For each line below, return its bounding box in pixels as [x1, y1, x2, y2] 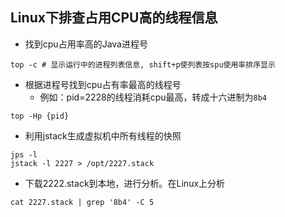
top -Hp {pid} [10, 111, 70, 121]
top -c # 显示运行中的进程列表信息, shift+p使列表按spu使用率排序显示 [10, 59, 276, 70]
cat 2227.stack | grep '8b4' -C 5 [10, 197, 155, 207]
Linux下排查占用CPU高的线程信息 [10, 9, 218, 27]
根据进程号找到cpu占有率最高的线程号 [24, 78, 182, 90]
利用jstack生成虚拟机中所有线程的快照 [24, 129, 182, 142]
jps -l [10, 149, 38, 160]
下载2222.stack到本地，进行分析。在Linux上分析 [24, 177, 226, 189]
